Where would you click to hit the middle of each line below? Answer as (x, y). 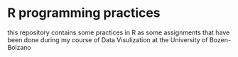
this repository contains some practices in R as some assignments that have (119, 32)
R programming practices (84, 13)
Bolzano (20, 47)
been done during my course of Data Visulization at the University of (108, 39)
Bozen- (220, 39)
